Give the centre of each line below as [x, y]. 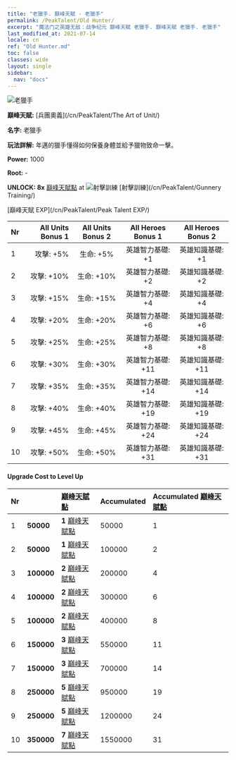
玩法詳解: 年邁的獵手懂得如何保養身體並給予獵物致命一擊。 [92, 145]
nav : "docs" [31, 79]
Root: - [18, 173]
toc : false [23, 54]
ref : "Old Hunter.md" [39, 47]
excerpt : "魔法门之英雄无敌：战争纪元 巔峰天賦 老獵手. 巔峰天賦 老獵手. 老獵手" [114, 27]
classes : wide [28, 60]
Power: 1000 [26, 159]
